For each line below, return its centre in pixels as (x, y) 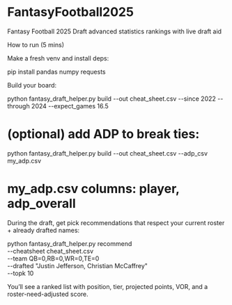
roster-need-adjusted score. (48, 294)
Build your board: (32, 85)
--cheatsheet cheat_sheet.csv (51, 251)
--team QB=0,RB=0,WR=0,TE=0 (53, 258)
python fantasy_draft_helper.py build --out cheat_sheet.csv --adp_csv (107, 153)
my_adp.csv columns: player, (93, 189)
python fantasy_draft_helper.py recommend (70, 243)
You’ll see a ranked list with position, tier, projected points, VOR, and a (108, 286)
